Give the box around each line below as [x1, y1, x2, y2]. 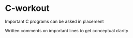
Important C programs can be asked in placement [5, 19, 104, 24]
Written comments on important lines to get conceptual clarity [5, 28, 129, 33]
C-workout [5, 3, 50, 14]
